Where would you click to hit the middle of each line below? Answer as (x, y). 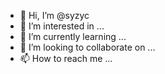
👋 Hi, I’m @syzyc (54, 15)
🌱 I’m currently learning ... (73, 36)
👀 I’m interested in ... (62, 26)
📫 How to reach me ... (66, 58)
